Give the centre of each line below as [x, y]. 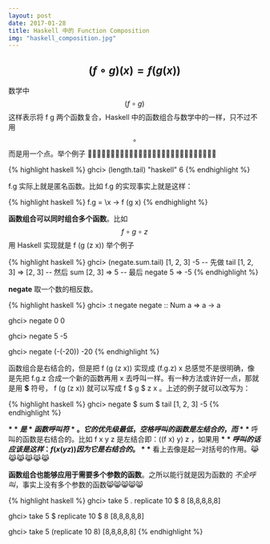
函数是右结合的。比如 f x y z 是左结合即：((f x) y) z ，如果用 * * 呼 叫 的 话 [141, 439]
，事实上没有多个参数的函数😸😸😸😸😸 [79, 485]
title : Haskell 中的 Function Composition [79, 30]
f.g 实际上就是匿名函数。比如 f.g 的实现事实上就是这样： [101, 186]
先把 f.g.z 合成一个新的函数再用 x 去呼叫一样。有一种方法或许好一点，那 [133, 378]
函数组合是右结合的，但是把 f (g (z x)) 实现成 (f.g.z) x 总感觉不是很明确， [128, 368]
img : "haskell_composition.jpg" [62, 38]
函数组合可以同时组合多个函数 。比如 [68, 219]
